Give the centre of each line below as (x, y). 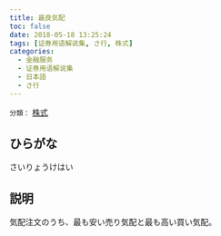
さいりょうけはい (41, 167)
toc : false (30, 26)
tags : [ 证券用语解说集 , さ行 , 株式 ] (71, 43)
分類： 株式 (29, 112)
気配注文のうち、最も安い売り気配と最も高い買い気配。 (113, 222)
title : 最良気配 (37, 18)
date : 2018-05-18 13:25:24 (60, 34)
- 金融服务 (35, 60)
